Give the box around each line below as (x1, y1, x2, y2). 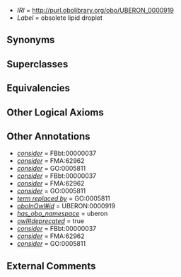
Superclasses (6, 58, 69, 70)
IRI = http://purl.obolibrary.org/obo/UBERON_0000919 (16, 6, 174, 14)
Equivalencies (6, 82, 70, 94)
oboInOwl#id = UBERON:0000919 (16, 202, 116, 210)
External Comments (6, 260, 96, 272)
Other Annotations (6, 130, 90, 142)
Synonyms (6, 34, 55, 46)
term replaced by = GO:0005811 (16, 194, 110, 203)
